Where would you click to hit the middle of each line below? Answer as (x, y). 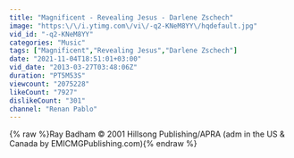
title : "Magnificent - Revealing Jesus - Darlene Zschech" (122, 17)
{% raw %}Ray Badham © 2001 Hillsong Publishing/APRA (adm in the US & (147, 134)
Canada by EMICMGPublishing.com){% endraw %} (104, 144)
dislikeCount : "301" (48, 100)
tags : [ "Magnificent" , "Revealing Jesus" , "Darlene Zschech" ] (124, 51)
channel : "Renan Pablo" (54, 109)
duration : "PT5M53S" (48, 76)
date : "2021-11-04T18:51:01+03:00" (76, 59)
